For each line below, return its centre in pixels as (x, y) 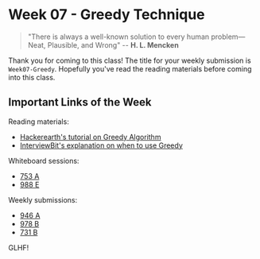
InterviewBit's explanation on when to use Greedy (101, 145)
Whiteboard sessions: (44, 160)
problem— (228, 37)
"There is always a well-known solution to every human (118, 37)
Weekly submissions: (43, 199)
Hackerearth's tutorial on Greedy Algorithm (90, 137)
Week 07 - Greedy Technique (107, 15)
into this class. (32, 77)
